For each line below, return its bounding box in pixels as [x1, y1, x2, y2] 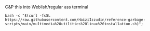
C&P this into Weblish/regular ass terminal [5, 4, 88, 10]
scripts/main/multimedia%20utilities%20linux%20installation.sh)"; [5, 21, 144, 26]
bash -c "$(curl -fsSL [5, 13, 51, 18]
